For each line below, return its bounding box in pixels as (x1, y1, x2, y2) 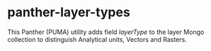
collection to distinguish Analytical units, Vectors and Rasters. (7, 35, 188, 43)
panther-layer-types (7, 4, 131, 21)
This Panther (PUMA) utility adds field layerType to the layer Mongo (7, 28, 205, 36)
